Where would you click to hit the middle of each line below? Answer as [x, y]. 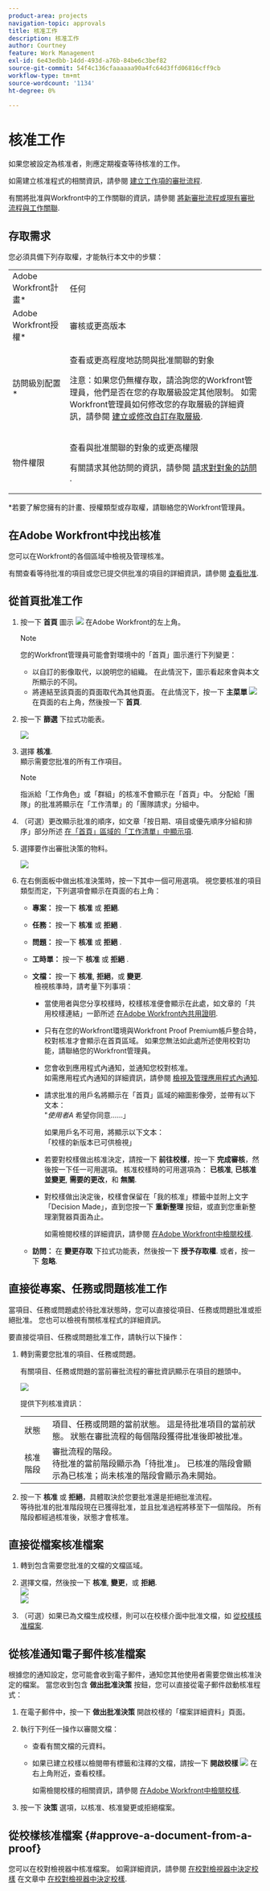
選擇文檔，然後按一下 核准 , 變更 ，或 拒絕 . [88, 1583]
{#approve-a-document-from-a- [168, 1835]
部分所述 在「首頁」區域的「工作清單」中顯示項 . [114, 831]
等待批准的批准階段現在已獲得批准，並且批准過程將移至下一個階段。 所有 [141, 1507]
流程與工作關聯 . [34, 208]
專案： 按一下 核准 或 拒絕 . [76, 907]
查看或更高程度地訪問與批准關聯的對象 [142, 361]
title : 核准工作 [33, 31]
